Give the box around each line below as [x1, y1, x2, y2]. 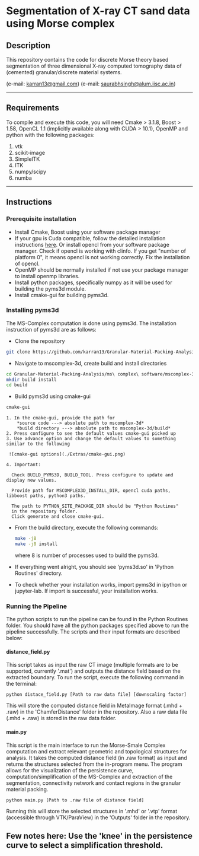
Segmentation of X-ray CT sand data [6, 4, 191, 18]
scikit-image [14, 149, 46, 156]
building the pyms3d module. [14, 285, 86, 292]
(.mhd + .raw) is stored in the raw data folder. [6, 715, 117, 722]
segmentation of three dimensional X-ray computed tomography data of [6, 62, 182, 69]
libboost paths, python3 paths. [6, 493, 86, 499]
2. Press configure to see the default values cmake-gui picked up [6, 431, 176, 437]
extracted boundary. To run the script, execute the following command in [6, 674, 184, 681]
